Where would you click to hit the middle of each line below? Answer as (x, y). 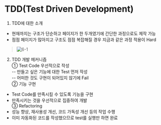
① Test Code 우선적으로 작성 (40, 65)
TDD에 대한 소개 (27, 23)
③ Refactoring (27, 105)
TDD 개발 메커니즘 (29, 59)
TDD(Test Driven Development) (69, 9)
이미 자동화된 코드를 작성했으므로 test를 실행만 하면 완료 (65, 118)
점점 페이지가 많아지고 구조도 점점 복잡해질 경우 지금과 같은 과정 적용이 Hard (84, 40)
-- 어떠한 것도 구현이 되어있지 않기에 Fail (50, 78)
